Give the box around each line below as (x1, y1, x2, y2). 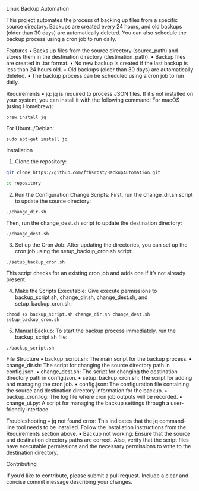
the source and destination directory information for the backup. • (6, 386, 168, 394)
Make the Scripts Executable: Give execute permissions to (14, 287, 157, 294)
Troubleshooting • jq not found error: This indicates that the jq (6, 417, 159, 424)
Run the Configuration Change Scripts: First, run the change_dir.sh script (14, 191, 193, 198)
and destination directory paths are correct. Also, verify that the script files (6, 436, 189, 443)
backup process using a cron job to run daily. (6, 36, 117, 42)
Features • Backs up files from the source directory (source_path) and (6, 47, 178, 54)
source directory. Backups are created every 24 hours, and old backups (6, 23, 182, 30)
